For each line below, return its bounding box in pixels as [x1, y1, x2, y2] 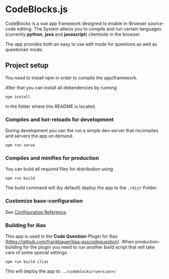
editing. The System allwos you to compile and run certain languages [17, 25, 161, 32]
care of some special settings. [5, 249, 69, 255]
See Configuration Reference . [5, 209, 67, 215]
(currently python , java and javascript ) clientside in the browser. [5, 31, 141, 37]
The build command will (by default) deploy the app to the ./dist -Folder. [5, 184, 158, 191]
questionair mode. [5, 46, 43, 52]
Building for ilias [5, 222, 46, 229]
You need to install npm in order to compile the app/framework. [5, 75, 138, 81]
